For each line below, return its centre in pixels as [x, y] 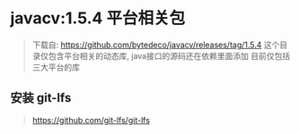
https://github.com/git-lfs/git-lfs [91, 120]
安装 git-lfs [41, 98]
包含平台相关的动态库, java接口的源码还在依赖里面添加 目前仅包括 [169, 55]
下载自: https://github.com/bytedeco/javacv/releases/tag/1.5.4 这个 [156, 45]
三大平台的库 [56, 67]
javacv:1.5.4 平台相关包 [98, 18]
